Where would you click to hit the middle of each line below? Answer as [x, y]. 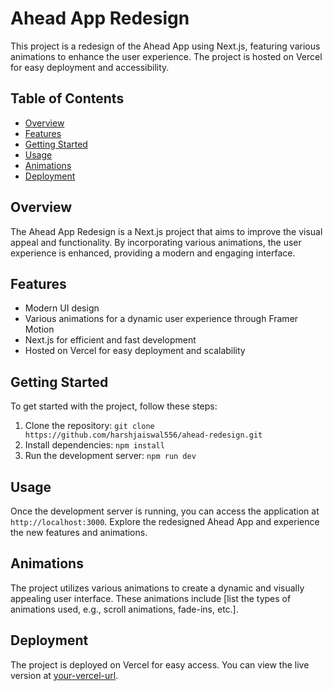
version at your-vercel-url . [64, 675]
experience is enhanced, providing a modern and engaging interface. [153, 253]
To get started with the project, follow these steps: [114, 406]
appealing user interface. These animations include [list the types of [151, 598]
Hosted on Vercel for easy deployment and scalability [135, 351]
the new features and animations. [79, 532]
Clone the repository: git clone [89, 426]
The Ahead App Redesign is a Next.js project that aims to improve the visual [166, 231]
